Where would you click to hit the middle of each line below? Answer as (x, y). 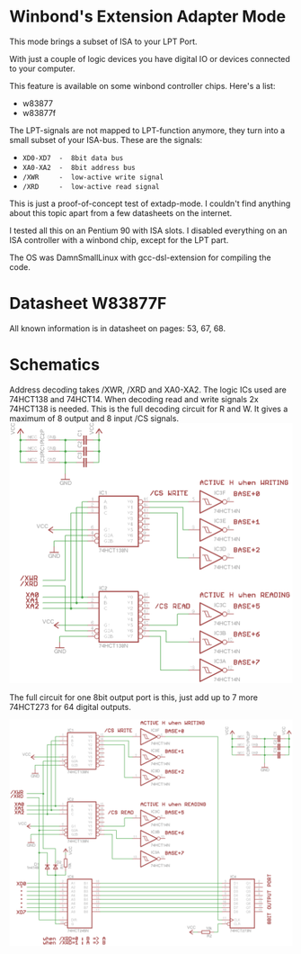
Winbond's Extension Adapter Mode (147, 17)
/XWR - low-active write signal (93, 177)
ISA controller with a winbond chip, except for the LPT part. (119, 239)
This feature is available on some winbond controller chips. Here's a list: (142, 85)
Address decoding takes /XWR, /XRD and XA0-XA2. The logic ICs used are (148, 390)
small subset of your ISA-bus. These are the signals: (106, 139)
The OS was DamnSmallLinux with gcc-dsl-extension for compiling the (140, 257)
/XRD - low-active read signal (91, 186)
